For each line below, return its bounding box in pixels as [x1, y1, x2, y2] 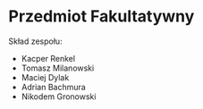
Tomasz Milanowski [21, 63, 95, 73]
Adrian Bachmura [21, 81, 86, 92]
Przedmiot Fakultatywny [8, 6, 195, 27]
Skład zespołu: [8, 36, 63, 46]
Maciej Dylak [21, 71, 70, 82]
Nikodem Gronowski [21, 91, 97, 102]
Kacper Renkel [21, 53, 76, 63]
